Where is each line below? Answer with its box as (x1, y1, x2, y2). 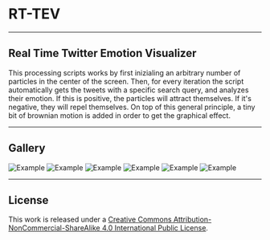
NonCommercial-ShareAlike (8, 223, 100, 233)
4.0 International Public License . (101, 223, 209, 233)
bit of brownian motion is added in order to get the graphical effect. (8, 110, 231, 120)
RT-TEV (8, 5, 61, 23)
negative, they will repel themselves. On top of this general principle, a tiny (8, 102, 256, 112)
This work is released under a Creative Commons (8, 214, 172, 225)
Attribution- (173, 214, 212, 225)
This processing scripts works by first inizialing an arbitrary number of (8, 67, 241, 77)
